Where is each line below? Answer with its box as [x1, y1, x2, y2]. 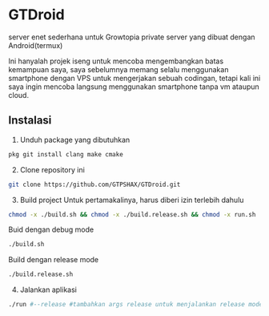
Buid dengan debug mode [8, 225, 94, 234]
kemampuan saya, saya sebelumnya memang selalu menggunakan [8, 64, 229, 74]
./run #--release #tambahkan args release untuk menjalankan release [8, 301, 246, 309]
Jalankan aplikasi [19, 285, 78, 294]
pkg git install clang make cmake [8, 150, 124, 158]
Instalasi [8, 114, 52, 128]
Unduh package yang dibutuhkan [19, 135, 130, 144]
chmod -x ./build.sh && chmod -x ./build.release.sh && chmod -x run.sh [8, 210, 256, 218]
